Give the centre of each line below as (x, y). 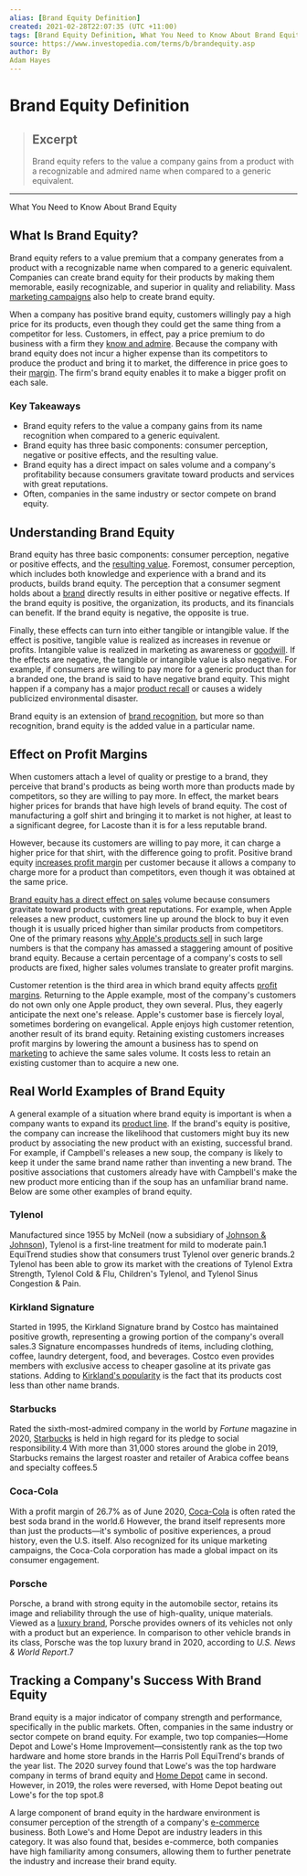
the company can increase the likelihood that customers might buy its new (149, 1133)
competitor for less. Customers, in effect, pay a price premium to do (137, 334)
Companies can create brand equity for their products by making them (143, 277)
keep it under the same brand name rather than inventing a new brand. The (151, 1162)
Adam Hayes (30, 60)
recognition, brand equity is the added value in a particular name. (132, 725)
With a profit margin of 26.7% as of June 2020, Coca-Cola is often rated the (153, 1511)
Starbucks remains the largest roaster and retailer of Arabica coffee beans (149, 1458)
